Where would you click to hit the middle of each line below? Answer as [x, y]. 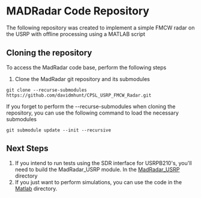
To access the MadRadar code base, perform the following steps [86, 67]
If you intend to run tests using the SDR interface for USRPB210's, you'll [103, 163]
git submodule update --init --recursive [59, 130]
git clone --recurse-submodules [46, 90]
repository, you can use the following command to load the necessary [92, 113]
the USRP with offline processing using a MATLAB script [76, 34]
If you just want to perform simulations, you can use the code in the [98, 182]
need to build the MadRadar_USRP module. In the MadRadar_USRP [97, 169]
